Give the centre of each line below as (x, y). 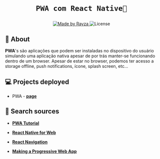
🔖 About (17, 39)
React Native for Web (34, 132)
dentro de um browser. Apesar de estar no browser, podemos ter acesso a (80, 61)
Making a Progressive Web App (44, 151)
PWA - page (24, 96)
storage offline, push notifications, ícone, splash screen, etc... (67, 66)
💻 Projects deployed (37, 82)
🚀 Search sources (32, 111)
